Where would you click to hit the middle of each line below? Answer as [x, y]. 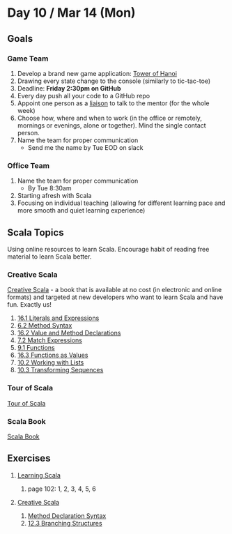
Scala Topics [36, 232]
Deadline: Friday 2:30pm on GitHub [69, 88]
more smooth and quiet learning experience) [81, 211]
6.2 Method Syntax [45, 326]
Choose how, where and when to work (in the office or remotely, [109, 118]
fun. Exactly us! [30, 305]
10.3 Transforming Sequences [60, 370]
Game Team [28, 59]
